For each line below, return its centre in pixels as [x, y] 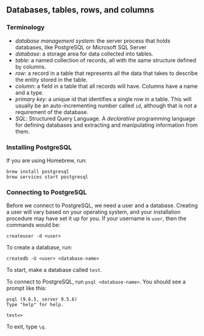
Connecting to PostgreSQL [47, 192]
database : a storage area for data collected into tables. [84, 54]
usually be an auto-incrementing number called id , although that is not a [106, 105]
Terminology [26, 27]
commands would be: [33, 225]
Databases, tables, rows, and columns [80, 10]
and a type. [29, 92]
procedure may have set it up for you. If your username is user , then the [97, 218]
